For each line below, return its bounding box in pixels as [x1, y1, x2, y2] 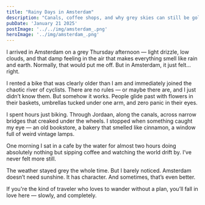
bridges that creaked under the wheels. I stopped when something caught [6, 117, 193, 125]
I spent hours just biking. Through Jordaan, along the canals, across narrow [6, 111, 196, 118]
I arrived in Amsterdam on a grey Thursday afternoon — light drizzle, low [6, 48, 189, 56]
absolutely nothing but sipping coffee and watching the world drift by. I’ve [6, 149, 192, 156]
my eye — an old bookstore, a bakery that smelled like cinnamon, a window [6, 124, 196, 131]
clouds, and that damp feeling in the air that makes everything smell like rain [6, 55, 198, 62]
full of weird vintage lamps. [6, 131, 75, 138]
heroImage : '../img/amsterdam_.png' [6, 32, 99, 38]
